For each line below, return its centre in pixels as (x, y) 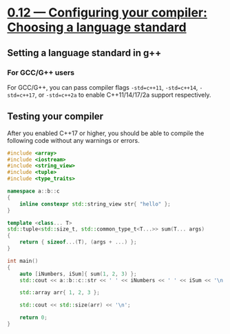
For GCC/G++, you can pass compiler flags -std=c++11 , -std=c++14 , (103, 87)
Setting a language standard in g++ (84, 53)
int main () (23, 261)
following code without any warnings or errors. (73, 140)
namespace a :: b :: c (33, 191)
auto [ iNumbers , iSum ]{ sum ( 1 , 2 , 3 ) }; (78, 274)
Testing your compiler (55, 116)
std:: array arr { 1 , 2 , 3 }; (60, 293)
